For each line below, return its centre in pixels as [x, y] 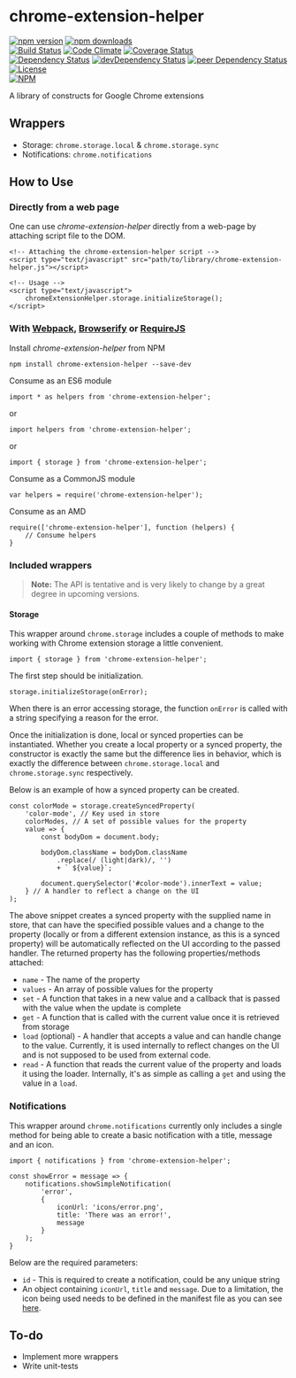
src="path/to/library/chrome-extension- [207, 260]
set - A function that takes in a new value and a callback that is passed [151, 999]
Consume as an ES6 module [61, 380]
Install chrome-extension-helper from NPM [87, 348]
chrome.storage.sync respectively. [71, 773]
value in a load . [49, 1083]
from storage [46, 1027]
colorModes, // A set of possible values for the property [136, 822]
